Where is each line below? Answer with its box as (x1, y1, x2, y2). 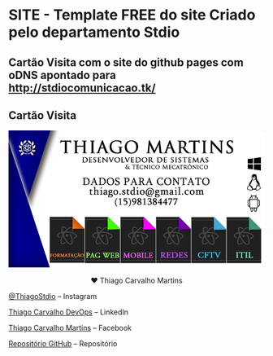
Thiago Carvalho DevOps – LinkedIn (8, 307, 128, 317)
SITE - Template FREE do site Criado (8, 6, 256, 24)
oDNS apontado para (8, 68, 116, 82)
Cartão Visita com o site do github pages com (8, 55, 244, 69)
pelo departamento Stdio (8, 23, 180, 42)
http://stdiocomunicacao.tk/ (8, 81, 156, 94)
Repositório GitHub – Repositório (8, 338, 118, 348)
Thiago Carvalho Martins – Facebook (8, 323, 132, 332)
